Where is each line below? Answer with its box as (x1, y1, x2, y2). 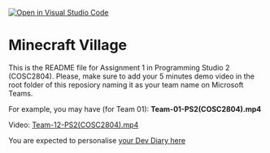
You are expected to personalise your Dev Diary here (8, 135, 185, 145)
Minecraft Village (8, 36, 128, 54)
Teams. (8, 88, 33, 98)
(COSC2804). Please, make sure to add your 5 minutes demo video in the (8, 71, 255, 81)
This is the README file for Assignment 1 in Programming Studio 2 (8, 62, 230, 72)
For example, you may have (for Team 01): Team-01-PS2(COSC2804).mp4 (8, 104, 262, 113)
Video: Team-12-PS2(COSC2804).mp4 (8, 120, 139, 130)
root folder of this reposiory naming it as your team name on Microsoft (8, 79, 244, 89)
